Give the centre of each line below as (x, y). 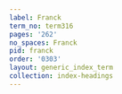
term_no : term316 (41, 26)
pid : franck (31, 51)
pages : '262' (33, 34)
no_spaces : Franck (43, 43)
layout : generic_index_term (61, 68)
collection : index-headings (61, 76)
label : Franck (36, 17)
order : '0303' (36, 59)
